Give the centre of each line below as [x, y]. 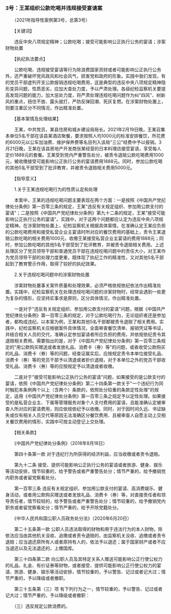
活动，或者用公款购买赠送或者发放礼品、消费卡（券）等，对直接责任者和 [85, 495]
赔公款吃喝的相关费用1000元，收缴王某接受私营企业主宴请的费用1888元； [82, 238]
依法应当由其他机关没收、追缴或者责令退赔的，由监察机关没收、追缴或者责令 [85, 536]
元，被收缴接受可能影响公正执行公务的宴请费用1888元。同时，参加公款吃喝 [84, 161]
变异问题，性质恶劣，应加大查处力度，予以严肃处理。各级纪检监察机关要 [85, 89]
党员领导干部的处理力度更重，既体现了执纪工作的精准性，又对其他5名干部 [87, 258]
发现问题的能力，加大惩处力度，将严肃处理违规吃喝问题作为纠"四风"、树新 [88, 95]
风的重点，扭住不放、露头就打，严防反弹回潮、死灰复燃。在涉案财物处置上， [85, 102]
